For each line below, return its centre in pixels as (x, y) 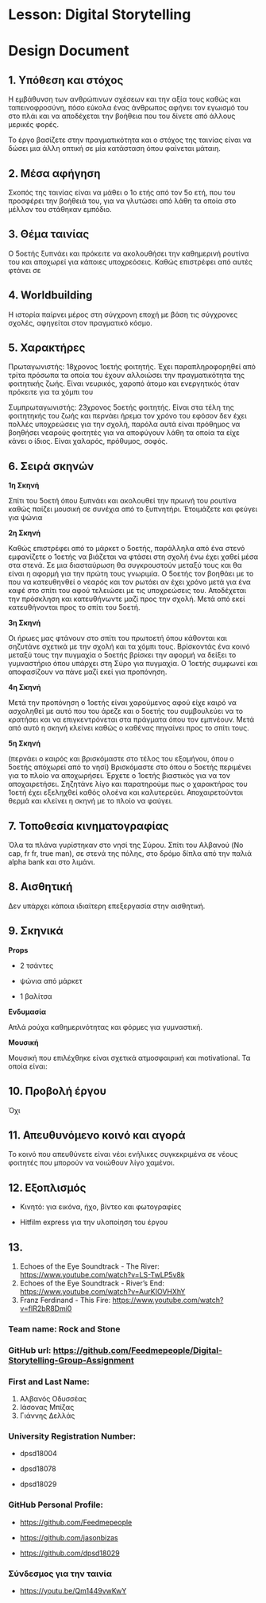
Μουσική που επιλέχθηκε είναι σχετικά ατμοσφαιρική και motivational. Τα (129, 1058)
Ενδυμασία (27, 1012)
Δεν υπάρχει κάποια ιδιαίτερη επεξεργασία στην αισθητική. (107, 906)
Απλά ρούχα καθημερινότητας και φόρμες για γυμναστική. (106, 1027)
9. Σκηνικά (36, 931)
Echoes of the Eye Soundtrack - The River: (90, 1266)
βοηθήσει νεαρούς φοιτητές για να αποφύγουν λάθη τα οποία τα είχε (124, 433)
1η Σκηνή (24, 485)
